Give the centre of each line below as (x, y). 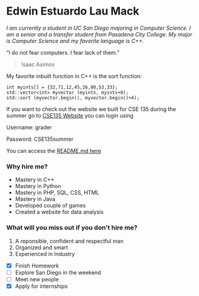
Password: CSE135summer (40, 139)
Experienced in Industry (45, 254)
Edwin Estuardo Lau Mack (73, 11)
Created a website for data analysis (59, 212)
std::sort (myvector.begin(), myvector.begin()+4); (73, 98)
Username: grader (29, 127)
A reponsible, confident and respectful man (69, 241)
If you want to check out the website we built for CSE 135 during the (91, 109)
